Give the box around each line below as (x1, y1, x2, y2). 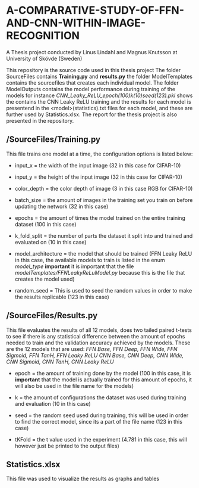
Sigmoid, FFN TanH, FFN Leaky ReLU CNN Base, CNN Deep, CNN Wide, (6, 352, 184, 359)
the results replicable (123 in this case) (14, 293, 110, 300)
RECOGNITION (6, 29, 80, 42)
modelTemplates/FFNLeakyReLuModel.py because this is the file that (14, 269, 185, 276)
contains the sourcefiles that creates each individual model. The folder (6, 79, 179, 86)
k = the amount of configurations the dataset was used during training (14, 394, 187, 401)
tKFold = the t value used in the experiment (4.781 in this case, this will (14, 436, 187, 443)
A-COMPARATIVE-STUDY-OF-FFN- (6, 4, 185, 17)
